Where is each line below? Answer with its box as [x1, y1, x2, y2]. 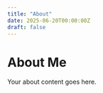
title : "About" [7, 10, 53, 18]
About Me [7, 54, 67, 70]
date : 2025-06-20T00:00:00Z [7, 17, 91, 24]
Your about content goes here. [7, 77, 97, 86]
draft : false [7, 23, 46, 31]
